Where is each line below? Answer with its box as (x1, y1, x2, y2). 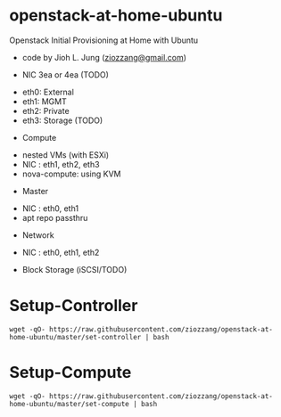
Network (21, 229, 55, 241)
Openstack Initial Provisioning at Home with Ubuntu (9, 35, 199, 45)
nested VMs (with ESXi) (21, 149, 110, 160)
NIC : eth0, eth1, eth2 (21, 247, 100, 258)
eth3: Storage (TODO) (21, 115, 103, 126)
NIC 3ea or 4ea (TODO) (21, 69, 110, 80)
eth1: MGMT (21, 95, 67, 107)
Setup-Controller (9, 296, 138, 316)
